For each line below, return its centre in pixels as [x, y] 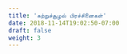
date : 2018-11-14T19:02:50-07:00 [64, 23]
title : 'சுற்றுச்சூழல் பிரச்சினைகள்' [58, 15]
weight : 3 [25, 38]
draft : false [30, 30]
